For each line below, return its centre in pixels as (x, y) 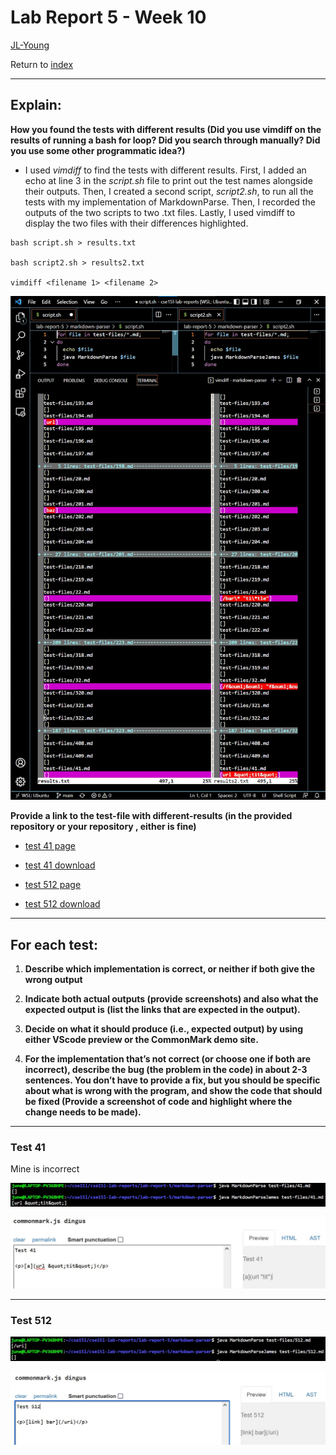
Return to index (42, 64)
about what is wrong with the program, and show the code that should (173, 1090)
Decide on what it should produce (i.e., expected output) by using (164, 1028)
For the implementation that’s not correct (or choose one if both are (168, 1058)
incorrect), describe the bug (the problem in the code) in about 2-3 (166, 1069)
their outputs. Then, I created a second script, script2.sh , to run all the (169, 191)
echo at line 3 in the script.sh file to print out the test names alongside (168, 180)
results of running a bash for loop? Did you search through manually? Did (165, 140)
